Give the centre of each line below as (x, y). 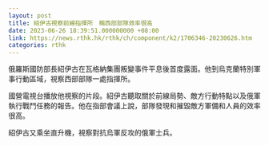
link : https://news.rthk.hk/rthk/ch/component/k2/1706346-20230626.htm (130, 38)
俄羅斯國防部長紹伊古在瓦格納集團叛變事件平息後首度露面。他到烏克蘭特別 (131, 69)
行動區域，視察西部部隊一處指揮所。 (74, 79)
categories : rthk (37, 45)
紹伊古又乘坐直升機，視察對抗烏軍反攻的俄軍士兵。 (92, 133)
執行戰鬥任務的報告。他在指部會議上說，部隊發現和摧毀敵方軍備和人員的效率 (134, 106)
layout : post (30, 16)
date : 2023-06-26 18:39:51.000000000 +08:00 (84, 30)
